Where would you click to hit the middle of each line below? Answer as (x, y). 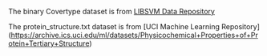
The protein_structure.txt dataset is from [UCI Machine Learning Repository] (134, 26)
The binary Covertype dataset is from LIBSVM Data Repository (111, 11)
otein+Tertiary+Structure (49, 43)
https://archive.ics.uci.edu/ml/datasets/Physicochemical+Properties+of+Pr (134, 35)
